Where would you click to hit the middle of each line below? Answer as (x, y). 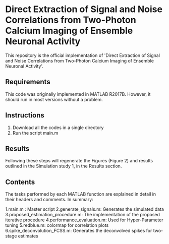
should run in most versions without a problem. (54, 99)
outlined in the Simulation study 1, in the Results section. (64, 166)
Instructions (25, 115)
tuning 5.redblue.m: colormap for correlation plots (57, 225)
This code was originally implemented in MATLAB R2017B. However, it (78, 94)
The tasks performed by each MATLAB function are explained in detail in (81, 194)
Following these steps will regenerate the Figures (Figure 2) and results (79, 161)
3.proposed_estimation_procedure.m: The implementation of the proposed (83, 215)
